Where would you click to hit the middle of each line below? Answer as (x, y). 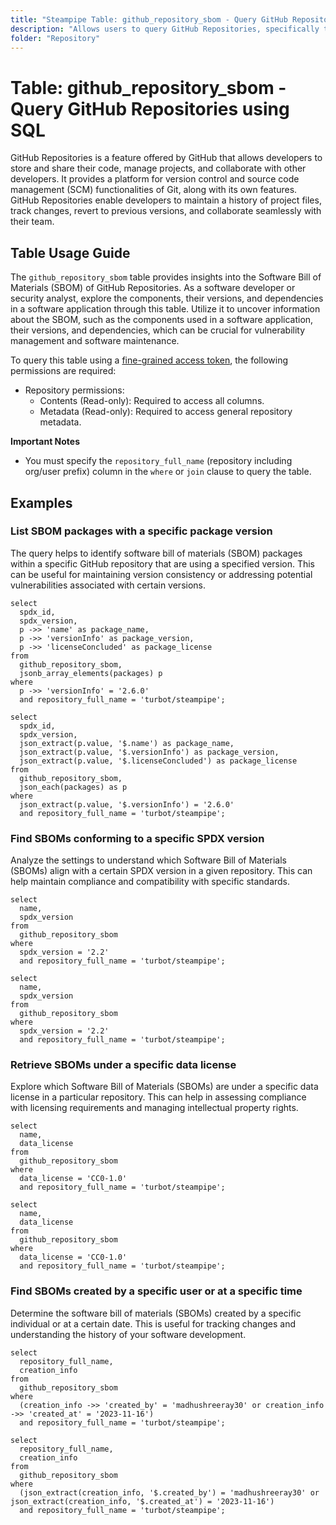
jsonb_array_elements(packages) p (91, 673)
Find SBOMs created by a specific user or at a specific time (156, 1291)
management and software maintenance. (95, 341)
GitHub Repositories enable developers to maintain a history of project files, (166, 200)
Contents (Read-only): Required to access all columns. (152, 401)
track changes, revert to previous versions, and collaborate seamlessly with (166, 211)
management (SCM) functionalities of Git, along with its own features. (154, 190)
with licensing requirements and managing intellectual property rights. (154, 1108)
